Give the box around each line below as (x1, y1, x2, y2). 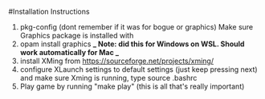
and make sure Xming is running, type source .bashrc (19, 73, 198, 82)
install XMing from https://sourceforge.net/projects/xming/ (19, 56, 214, 65)
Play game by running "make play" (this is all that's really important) (19, 81, 245, 91)
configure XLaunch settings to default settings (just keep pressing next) (19, 65, 259, 74)
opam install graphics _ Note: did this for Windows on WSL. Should (19, 39, 245, 49)
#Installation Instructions (8, 7, 90, 16)
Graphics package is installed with (19, 31, 134, 40)
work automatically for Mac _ (19, 48, 119, 57)
